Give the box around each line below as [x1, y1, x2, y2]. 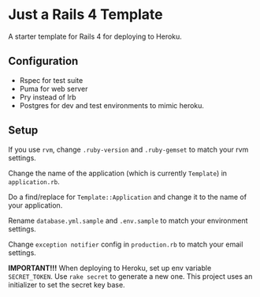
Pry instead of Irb [19, 92, 76, 102]
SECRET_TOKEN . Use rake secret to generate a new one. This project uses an [8, 271, 253, 281]
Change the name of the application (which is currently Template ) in [8, 168, 227, 178]
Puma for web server [19, 84, 88, 93]
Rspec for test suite [19, 75, 84, 85]
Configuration [8, 55, 79, 68]
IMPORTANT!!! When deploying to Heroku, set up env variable [8, 263, 212, 273]
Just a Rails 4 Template [8, 6, 163, 24]
